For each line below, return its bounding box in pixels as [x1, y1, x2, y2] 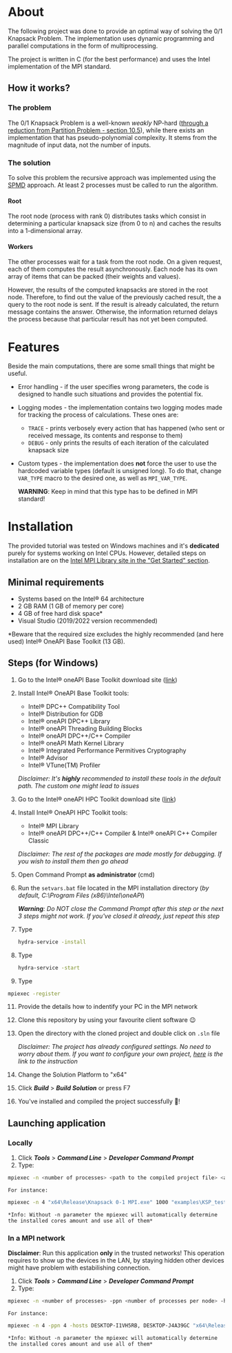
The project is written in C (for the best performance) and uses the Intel [8, 54, 211, 63]
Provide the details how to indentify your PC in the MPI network [17, 1003, 198, 1011]
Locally [8, 1138, 33, 1147]
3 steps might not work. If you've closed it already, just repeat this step [17, 912, 220, 920]
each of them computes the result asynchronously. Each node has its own [8, 265, 218, 273]
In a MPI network [8, 1233, 65, 1243]
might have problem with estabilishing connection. [8, 1263, 151, 1272]
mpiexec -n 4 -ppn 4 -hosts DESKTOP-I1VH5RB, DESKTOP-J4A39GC [8, 1322, 190, 1330]
